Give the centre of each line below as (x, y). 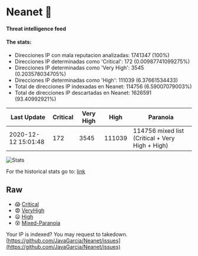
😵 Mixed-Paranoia (37, 222)
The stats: (19, 42)
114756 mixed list (159, 131)
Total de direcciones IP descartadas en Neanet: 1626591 (83, 92)
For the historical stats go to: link (46, 171)
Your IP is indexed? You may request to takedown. (67, 234)
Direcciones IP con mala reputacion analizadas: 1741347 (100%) (92, 55)
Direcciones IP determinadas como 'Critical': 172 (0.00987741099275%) (102, 61)
